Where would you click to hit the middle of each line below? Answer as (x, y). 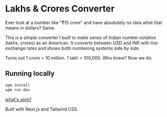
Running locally (30, 74)
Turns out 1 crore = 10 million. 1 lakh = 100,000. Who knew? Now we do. (79, 57)
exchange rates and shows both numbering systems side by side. (73, 48)
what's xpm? (18, 99)
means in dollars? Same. (30, 27)
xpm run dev (17, 90)
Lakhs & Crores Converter (60, 9)
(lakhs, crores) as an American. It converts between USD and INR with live (81, 42)
